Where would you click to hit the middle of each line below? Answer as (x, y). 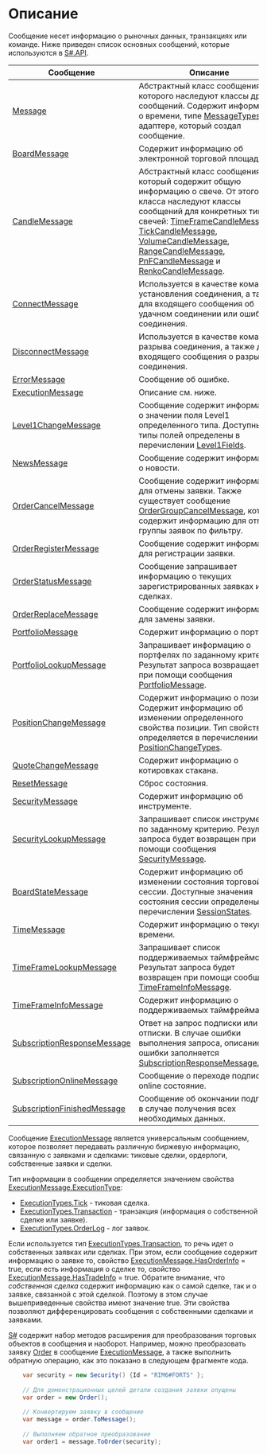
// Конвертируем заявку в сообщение (83, 1412)
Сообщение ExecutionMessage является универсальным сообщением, (129, 1138)
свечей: (154, 221)
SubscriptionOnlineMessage (65, 1081)
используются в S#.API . (48, 53)
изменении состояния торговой (200, 882)
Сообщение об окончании (189, 1098)
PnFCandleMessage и (180, 261)
